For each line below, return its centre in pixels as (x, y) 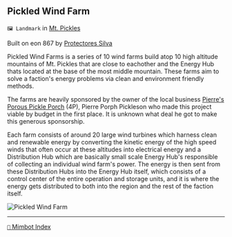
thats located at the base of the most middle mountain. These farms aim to (113, 71)
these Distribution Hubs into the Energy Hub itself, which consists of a (107, 171)
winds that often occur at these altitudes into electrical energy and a (104, 149)
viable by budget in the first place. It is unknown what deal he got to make (112, 114)
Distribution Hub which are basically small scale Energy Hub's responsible (113, 157)
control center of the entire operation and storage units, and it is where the (113, 178)
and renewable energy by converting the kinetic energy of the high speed (112, 142)
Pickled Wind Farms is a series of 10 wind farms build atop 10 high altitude (113, 56)
